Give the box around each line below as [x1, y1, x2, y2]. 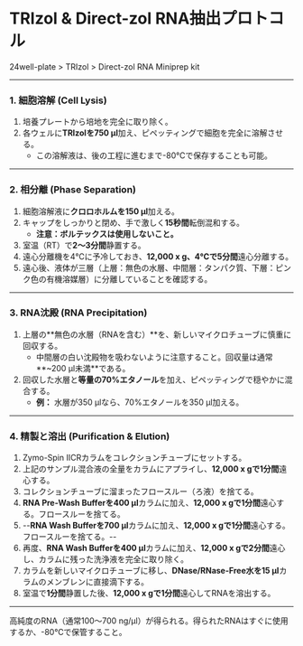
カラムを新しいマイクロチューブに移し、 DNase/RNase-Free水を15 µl [22, 566, 280, 576]
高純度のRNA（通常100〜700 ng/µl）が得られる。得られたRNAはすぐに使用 [9, 615, 289, 626]
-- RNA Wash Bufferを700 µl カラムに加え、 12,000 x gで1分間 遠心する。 [22, 520, 290, 531]
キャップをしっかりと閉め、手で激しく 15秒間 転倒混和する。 [22, 217, 245, 228]
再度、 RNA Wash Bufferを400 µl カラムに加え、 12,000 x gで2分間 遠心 [22, 543, 286, 554]
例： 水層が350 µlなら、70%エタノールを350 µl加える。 [35, 397, 244, 407]
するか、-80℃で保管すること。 [9, 627, 128, 638]
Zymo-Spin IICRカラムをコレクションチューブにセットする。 [22, 453, 247, 463]
